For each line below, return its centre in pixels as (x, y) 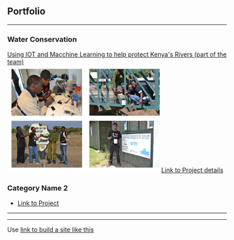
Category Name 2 (38, 189)
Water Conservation (42, 39)
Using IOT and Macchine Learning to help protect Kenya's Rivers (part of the (117, 54)
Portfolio (26, 11)
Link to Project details (192, 170)
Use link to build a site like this (50, 230)
